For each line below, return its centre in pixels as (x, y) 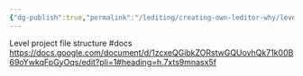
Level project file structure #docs (71, 43)
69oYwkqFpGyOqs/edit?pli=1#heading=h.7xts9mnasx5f (113, 62)
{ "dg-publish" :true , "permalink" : (72, 17)
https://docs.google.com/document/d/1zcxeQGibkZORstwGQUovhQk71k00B (151, 52)
